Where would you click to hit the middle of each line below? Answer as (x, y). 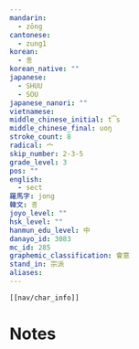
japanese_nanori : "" (49, 103)
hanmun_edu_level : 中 (50, 230)
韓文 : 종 (24, 205)
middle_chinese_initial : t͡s (65, 120)
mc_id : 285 (30, 248)
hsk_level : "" (37, 222)
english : (26, 179)
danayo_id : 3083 (40, 238)
